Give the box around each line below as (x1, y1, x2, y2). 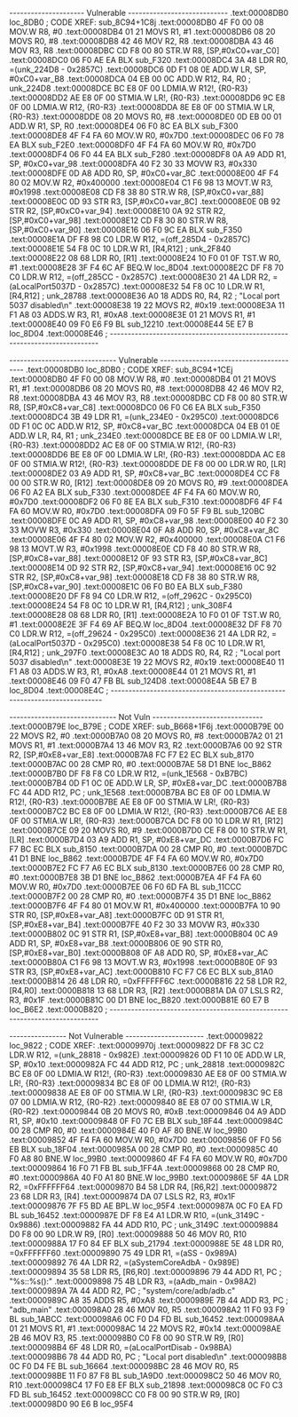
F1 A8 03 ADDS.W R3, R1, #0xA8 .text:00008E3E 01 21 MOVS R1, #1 (9, 310, 255, 320)
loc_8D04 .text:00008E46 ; (9, 329, 108, 338)
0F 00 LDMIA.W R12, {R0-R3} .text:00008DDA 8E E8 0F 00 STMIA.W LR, (9, 102, 276, 112)
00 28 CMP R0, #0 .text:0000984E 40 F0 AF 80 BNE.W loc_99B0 (9, 1125, 248, 1136)
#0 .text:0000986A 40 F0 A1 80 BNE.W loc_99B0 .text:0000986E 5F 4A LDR (9, 1172, 289, 1183)
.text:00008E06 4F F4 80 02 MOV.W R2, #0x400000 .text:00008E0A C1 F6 (9, 534, 286, 544)
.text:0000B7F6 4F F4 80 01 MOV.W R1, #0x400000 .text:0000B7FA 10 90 (9, 900, 281, 911)
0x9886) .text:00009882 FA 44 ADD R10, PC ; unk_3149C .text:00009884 (9, 1220, 279, 1230)
